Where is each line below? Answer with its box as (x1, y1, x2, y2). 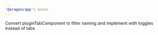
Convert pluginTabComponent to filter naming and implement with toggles (5, 20, 154, 26)
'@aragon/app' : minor (5, 7, 49, 12)
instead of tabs (5, 25, 35, 31)
